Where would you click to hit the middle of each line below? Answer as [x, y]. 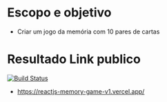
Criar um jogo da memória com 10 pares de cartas [88, 31]
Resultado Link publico [74, 59]
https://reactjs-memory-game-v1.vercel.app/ [81, 91]
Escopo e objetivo [59, 13]
